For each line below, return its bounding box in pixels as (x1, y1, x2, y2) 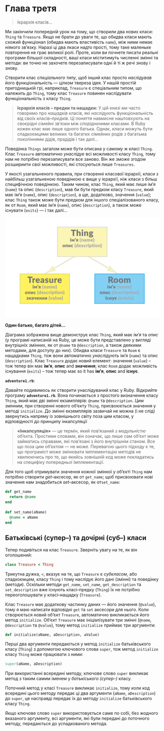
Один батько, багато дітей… (5, 322, 66, 328)
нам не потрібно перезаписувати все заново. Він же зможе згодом (5, 156, 146, 162)
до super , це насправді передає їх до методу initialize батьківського (5, 696, 152, 702)
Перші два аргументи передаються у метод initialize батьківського (5, 641, 151, 647)
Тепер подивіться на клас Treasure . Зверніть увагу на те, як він (5, 547, 138, 553)
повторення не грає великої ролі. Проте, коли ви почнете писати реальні (5, 50, 158, 55)
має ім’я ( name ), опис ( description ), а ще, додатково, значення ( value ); (5, 192, 151, 198)
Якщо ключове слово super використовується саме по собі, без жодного (5, 710, 158, 716)
